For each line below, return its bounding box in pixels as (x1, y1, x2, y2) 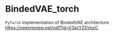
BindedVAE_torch (5, 3, 80, 15)
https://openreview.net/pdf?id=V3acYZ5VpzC (5, 24, 99, 30)
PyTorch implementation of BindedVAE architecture (5, 19, 110, 25)
